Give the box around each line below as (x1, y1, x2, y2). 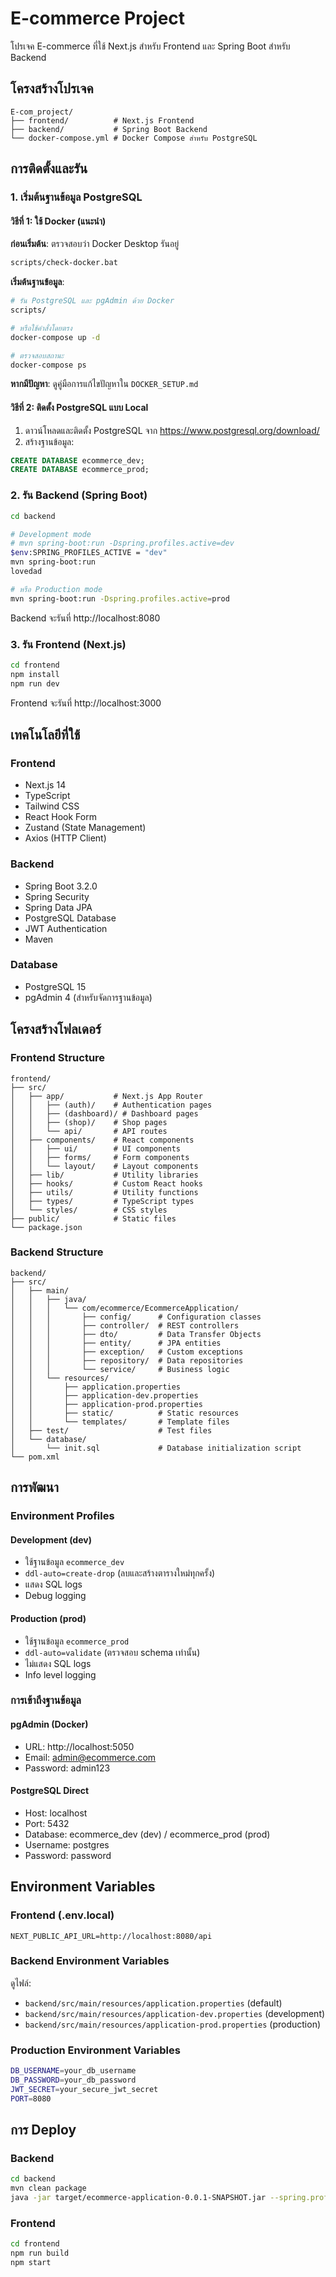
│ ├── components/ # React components (10, 1135, 195, 1145)
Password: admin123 (24, 1762, 111, 1774)
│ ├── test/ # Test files (10, 1425, 213, 1436)
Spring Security (24, 890, 90, 902)
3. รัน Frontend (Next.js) (10, 637, 127, 651)
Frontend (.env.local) (10, 1908, 115, 1922)
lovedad (10, 567, 43, 577)
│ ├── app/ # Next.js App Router (10, 1091, 203, 1101)
